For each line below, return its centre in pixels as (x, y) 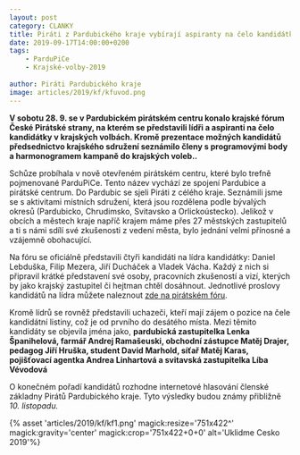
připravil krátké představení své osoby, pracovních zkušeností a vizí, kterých (150, 276)
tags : (19, 51)
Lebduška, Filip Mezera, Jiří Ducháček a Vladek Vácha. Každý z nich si (139, 266)
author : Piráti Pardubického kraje (75, 84)
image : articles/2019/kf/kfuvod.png (77, 92)
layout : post (33, 17)
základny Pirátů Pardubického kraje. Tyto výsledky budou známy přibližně (145, 396)
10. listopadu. (34, 405)
